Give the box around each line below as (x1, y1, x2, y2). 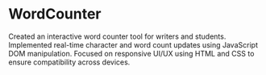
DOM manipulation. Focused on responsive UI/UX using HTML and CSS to (8, 48, 255, 58)
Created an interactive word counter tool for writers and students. (8, 31, 227, 41)
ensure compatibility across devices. (8, 57, 131, 67)
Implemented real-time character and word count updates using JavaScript (8, 40, 258, 49)
